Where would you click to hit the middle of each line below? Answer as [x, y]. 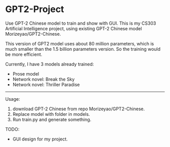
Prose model [26, 73]
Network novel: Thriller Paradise [46, 85]
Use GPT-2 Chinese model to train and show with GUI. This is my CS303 [81, 23]
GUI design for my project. [40, 139]
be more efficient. [24, 54]
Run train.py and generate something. [52, 119]
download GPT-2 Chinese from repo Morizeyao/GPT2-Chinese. [79, 109]
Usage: [13, 99]
